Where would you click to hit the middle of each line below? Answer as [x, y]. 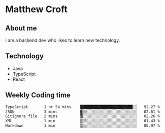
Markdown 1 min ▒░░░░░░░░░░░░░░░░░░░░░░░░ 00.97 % [82, 126]
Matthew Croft [36, 9]
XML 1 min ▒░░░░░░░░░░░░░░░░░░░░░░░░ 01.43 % [82, 121]
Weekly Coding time [38, 95]
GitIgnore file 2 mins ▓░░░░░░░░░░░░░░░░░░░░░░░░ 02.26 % [82, 116]
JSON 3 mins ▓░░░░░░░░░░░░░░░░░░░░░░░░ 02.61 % [82, 112]
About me [21, 28]
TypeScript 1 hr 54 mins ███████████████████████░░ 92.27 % [82, 107]
